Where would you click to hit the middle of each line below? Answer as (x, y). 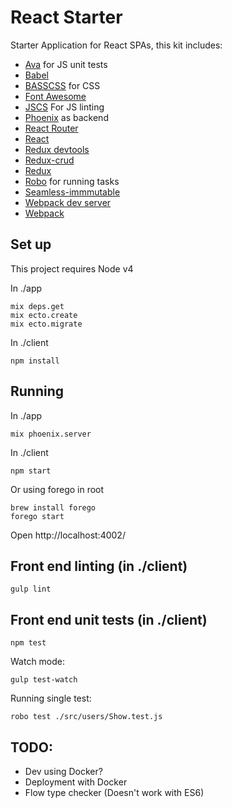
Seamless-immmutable (72, 192)
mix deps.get (37, 306)
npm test (28, 643)
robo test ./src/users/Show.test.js (86, 717)
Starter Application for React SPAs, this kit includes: (116, 45)
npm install (35, 361)
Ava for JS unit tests (66, 64)
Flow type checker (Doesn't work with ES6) (114, 792)
